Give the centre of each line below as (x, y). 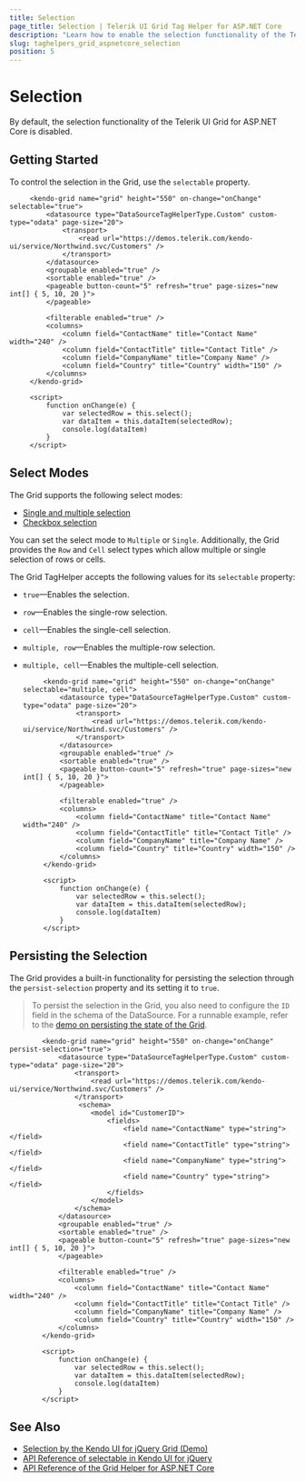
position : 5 (32, 52)
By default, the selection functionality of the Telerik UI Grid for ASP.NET (143, 122)
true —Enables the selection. (76, 594)
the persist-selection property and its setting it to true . (114, 987)
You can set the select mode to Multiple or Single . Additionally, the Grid (144, 540)
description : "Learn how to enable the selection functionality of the (148, 35)
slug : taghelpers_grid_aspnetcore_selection (95, 43)
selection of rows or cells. (58, 559)
